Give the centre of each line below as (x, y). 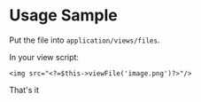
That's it (24, 90)
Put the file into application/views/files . (85, 40)
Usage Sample (63, 16)
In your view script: (44, 57)
